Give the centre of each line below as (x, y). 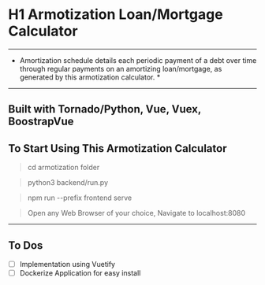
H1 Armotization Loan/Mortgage (116, 15)
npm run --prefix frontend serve (80, 198)
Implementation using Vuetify (67, 264)
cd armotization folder (63, 168)
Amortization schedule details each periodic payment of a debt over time (138, 60)
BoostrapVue (41, 122)
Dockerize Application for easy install (80, 273)
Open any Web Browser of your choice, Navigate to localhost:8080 (136, 213)
